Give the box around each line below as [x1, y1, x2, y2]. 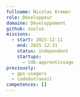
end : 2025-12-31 [17, 43, 58, 49]
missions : [6, 31, 31, 37]
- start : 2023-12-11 [11, 37, 63, 43]
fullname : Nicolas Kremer [6, 8, 71, 15]
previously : [6, 64, 36, 71]
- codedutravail [11, 76, 52, 82]
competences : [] [6, 82, 47, 88]
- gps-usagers [11, 70, 47, 77]
